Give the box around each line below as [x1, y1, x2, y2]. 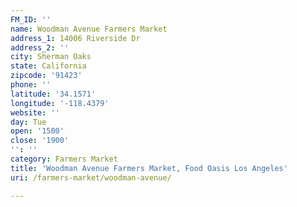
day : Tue [10, 117, 47, 127]
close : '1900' [10, 136, 70, 146]
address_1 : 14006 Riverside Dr [10, 33, 141, 43]
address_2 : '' [10, 42, 70, 53]
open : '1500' [10, 126, 65, 136]
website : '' [10, 107, 60, 118]
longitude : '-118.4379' [10, 98, 110, 108]
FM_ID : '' [10, 14, 52, 25]
